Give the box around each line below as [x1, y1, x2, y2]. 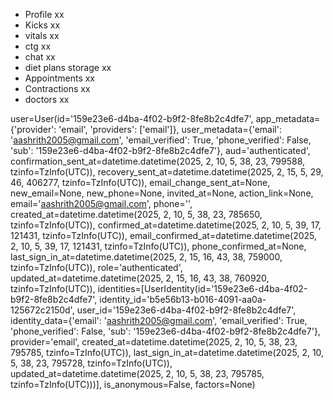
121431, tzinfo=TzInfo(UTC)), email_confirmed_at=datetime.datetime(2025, [10, 230, 318, 241]
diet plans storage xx [24, 62, 112, 73]
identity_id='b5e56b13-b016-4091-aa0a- [99, 294, 267, 305]
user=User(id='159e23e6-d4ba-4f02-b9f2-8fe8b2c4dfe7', [10, 113, 254, 124]
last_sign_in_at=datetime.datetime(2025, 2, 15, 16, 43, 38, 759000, [10, 251, 283, 263]
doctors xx [24, 94, 70, 105]
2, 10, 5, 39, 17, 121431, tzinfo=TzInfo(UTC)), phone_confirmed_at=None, [10, 240, 307, 252]
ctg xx [24, 40, 52, 52]
